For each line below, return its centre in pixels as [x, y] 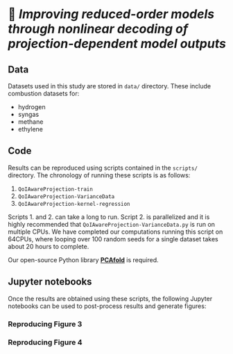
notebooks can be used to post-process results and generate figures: [107, 306]
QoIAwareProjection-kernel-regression [74, 204]
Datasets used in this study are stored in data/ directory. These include [110, 86]
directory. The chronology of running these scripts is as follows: [99, 175]
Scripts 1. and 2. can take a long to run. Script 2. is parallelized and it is [109, 217]
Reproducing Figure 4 [45, 342]
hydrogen [32, 107]
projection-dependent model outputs [117, 44]
